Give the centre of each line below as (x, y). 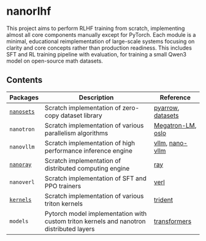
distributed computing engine (87, 168)
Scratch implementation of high (90, 143)
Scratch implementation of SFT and (96, 178)
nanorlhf (29, 11)
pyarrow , (167, 107)
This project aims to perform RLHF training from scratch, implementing (96, 28)
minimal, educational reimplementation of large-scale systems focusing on (101, 41)
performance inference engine (89, 150)
